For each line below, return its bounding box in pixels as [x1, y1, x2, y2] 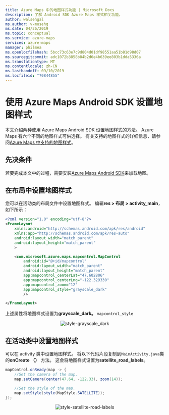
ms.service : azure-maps [5, 36, 55, 41]
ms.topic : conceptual [5, 31, 51, 36]
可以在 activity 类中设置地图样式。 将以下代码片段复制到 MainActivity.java [5, 351, 160, 357]
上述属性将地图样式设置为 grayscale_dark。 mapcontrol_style [5, 310, 134, 317]
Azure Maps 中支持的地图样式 [10, 139, 72, 145]
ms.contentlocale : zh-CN [5, 64, 58, 69]
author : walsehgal [5, 17, 44, 22]
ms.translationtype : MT [5, 59, 55, 64]
